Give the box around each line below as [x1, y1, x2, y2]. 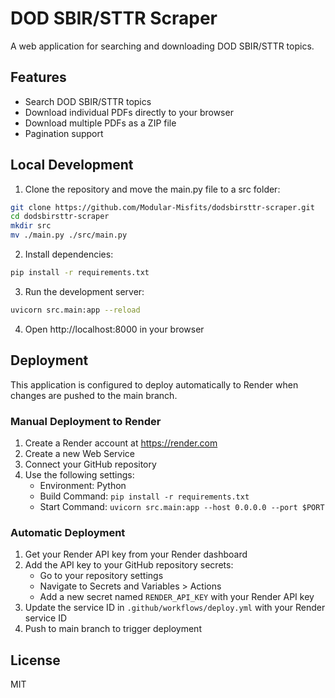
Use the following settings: [24, 468, 135, 481]
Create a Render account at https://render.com [24, 437, 218, 449]
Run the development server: [24, 285, 145, 297]
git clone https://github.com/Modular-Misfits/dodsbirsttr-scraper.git [10, 202, 315, 212]
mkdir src [10, 221, 52, 231]
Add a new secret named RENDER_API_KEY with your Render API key [39, 591, 315, 603]
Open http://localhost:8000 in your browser [24, 323, 205, 335]
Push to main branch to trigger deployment [24, 623, 202, 635]
